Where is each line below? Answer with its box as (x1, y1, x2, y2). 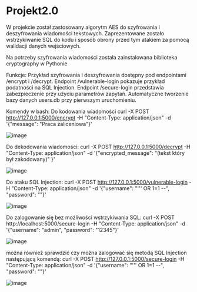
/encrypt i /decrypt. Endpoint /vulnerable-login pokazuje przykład (6, 78, 165, 85)
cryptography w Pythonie (6, 60, 68, 67)
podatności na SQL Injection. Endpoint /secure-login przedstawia (6, 84, 164, 91)
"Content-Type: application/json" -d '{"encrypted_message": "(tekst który (6, 149, 185, 157)
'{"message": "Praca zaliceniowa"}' (6, 120, 92, 127)
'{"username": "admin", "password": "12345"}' (6, 226, 119, 233)
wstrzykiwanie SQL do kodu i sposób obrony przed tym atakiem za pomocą (6, 36, 189, 43)
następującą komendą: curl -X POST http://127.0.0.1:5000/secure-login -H (6, 255, 185, 263)
